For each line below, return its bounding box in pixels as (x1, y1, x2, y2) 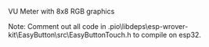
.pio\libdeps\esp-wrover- (108, 22, 189, 31)
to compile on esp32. (132, 31, 202, 39)
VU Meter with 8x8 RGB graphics (8, 7, 115, 16)
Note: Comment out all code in (8, 22, 107, 31)
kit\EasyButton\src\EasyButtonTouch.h (8, 31, 132, 39)
